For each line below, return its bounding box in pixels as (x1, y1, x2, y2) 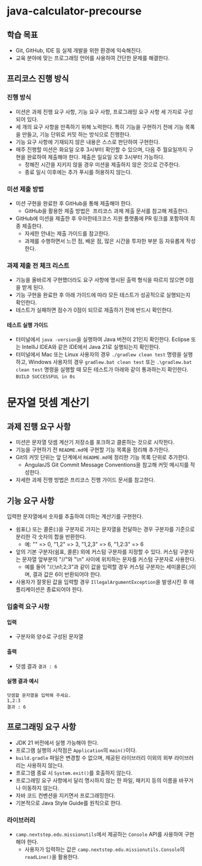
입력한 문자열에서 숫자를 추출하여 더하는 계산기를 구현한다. (7, 513, 144, 520)
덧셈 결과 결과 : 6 (15, 662, 58, 670)
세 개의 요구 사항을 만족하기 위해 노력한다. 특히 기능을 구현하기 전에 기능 (15, 123, 184, 130)
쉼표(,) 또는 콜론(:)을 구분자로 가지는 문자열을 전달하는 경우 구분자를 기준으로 (15, 526, 195, 533)
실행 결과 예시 (7, 677, 38, 685)
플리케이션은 (15, 586, 46, 593)
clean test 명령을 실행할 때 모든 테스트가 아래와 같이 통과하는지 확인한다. (15, 366, 189, 373)
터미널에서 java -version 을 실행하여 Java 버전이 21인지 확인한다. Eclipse (15, 336, 190, 343)
